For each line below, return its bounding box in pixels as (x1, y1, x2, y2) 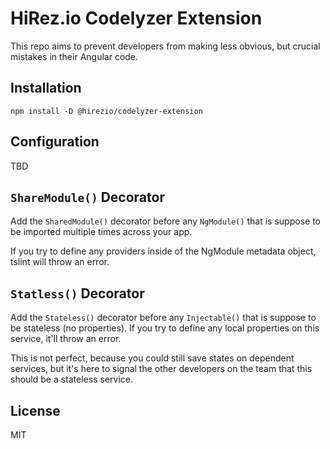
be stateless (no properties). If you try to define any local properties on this (10, 322, 320, 334)
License (10, 402, 61, 419)
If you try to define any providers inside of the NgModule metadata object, (10, 245, 317, 257)
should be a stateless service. (10, 373, 133, 386)
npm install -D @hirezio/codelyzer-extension (10, 106, 203, 116)
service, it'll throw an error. (10, 333, 122, 345)
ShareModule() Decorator (10, 188, 165, 206)
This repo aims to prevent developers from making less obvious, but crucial (10, 40, 321, 52)
